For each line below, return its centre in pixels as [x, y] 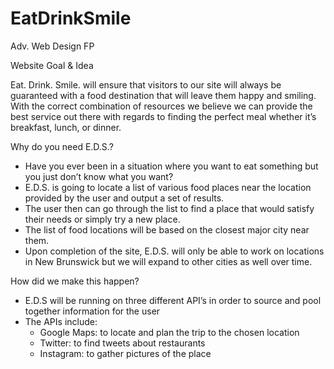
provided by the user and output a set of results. [124, 198]
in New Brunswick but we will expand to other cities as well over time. [168, 261]
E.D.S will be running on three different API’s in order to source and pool [173, 300]
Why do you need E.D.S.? [62, 146]
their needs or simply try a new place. [102, 219]
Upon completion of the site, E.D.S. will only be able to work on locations [174, 251]
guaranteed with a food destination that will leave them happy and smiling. [163, 95]
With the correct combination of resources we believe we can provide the [161, 106]
